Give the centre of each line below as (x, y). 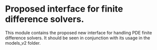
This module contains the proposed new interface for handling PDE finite (78, 33)
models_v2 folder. (23, 43)
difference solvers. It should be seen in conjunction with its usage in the (78, 38)
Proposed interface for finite (64, 9)
